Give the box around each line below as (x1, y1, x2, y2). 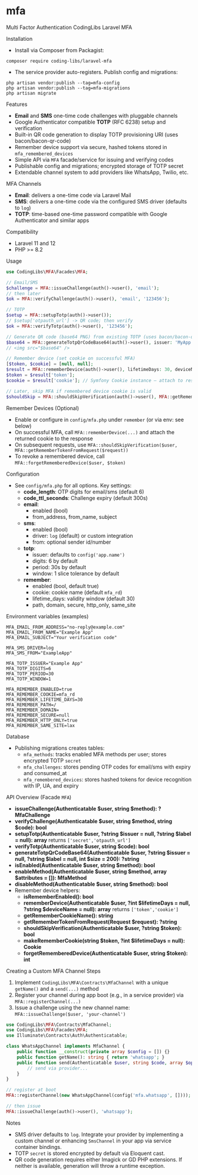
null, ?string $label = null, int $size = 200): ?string (14, 855, 140, 862)
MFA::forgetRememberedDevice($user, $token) (14, 460, 126, 466)
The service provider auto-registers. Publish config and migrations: (14, 68, 178, 75)
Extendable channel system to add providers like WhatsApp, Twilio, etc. (14, 169, 189, 176)
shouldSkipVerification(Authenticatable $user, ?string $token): (23, 924, 182, 931)
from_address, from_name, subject (32, 513, 117, 520)
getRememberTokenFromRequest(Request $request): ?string (23, 918, 177, 925)
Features (6, 101, 28, 108)
